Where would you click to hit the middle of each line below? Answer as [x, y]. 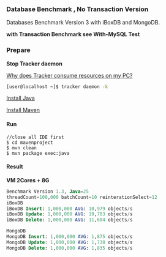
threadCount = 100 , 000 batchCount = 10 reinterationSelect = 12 [82, 197]
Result [15, 166]
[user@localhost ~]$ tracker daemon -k [57, 87]
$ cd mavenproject [30, 143]
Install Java [21, 98]
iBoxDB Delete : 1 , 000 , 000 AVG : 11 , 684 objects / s [70, 220]
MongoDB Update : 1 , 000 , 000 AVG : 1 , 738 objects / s [70, 242]
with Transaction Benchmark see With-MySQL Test [73, 34]
